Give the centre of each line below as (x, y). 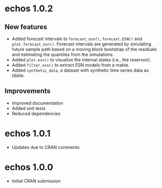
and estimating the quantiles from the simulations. (63, 54)
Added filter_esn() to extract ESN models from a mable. (71, 65)
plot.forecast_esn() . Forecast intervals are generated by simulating (81, 44)
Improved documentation (37, 103)
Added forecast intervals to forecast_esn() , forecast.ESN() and (77, 39)
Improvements (27, 91)
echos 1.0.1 (27, 134)
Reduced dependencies (36, 113)
